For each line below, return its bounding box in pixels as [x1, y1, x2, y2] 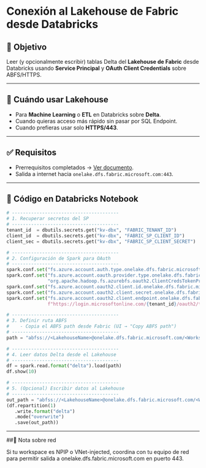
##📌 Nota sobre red [6, 437, 56, 444]
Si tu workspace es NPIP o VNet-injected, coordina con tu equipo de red [6, 448, 189, 456]
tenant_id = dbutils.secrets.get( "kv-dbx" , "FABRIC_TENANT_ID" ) [6, 227, 177, 234]
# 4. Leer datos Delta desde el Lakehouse [6, 351, 116, 358]
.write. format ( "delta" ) [14, 408, 75, 415]
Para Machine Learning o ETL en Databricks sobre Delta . [15, 110, 161, 118]
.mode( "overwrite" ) [14, 414, 64, 420]
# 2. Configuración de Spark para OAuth [6, 255, 112, 261]
